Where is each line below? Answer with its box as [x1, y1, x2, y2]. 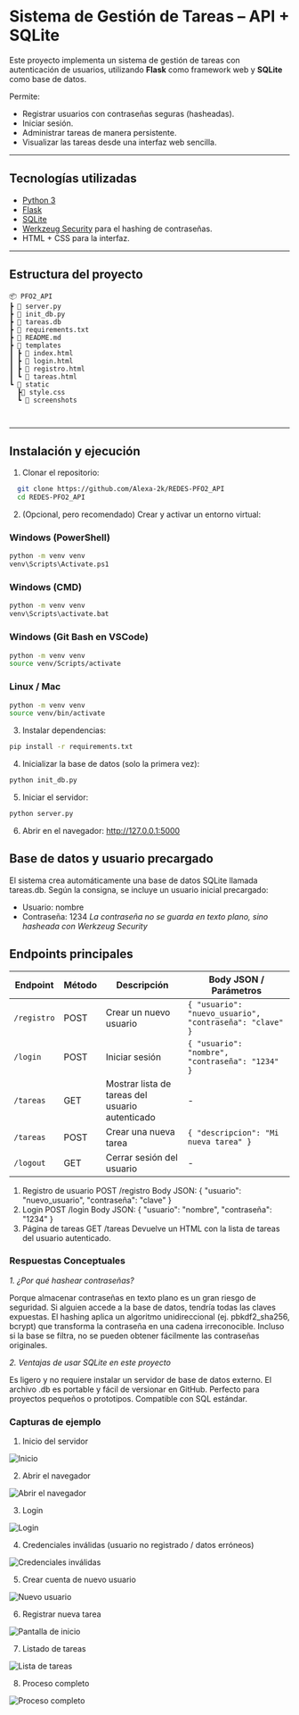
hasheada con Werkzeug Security [21, 920, 149, 931]
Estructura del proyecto [9, 267, 144, 282]
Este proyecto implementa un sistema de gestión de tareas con [9, 54, 240, 65]
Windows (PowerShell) [9, 531, 111, 544]
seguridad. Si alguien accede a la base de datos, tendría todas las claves [9, 1302, 276, 1312]
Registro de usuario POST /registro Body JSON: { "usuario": [21, 1185, 242, 1195]
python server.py [9, 810, 74, 819]
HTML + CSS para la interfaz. [21, 232, 131, 243]
